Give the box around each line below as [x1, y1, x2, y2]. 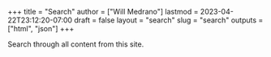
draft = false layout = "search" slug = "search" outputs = [74, 15, 264, 25]
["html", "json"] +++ [7, 24, 75, 33]
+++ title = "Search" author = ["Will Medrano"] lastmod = [7, 7, 199, 16]
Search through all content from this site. [7, 39, 144, 49]
